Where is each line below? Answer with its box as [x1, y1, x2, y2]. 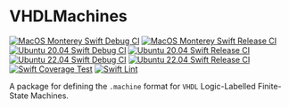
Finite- [257, 81, 283, 91]
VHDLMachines [9, 6, 128, 27]
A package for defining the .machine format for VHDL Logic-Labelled [9, 81, 256, 91]
